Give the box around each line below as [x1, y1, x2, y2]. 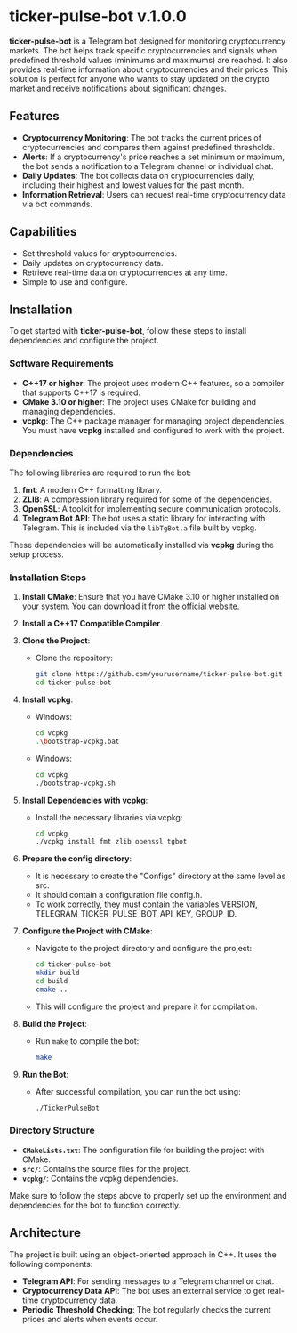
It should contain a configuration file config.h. [35, 890, 203, 901]
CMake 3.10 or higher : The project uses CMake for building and [21, 396, 256, 407]
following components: [9, 1258, 93, 1269]
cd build [35, 977, 68, 986]
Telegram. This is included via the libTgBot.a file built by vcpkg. [21, 522, 257, 533]
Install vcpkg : [21, 694, 74, 705]
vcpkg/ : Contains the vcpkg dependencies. [21, 1173, 179, 1184]
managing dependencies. [21, 406, 116, 416]
